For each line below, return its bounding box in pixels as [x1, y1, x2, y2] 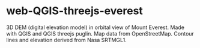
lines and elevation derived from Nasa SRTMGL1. [6, 36, 127, 43]
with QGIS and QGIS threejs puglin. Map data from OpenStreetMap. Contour [6, 30, 194, 37]
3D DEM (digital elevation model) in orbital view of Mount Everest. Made [6, 24, 185, 31]
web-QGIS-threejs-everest [6, 4, 143, 18]
